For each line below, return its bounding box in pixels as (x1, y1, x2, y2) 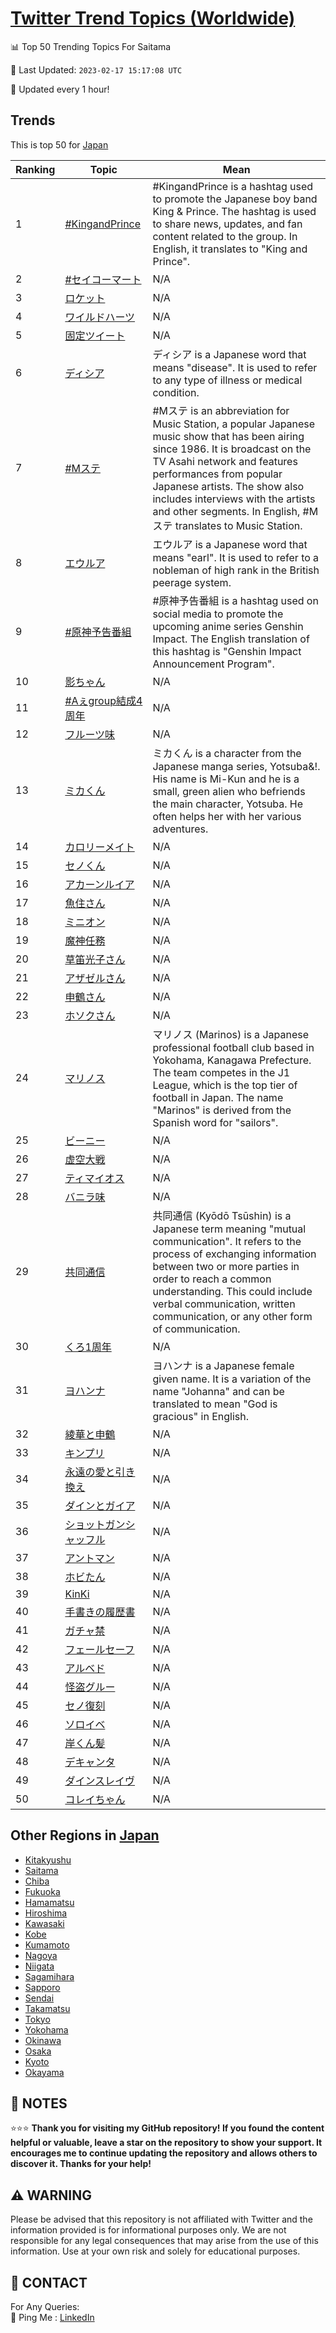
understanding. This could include (152, 1284, 313, 1298)
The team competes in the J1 (152, 1065, 291, 1079)
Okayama (24, 2066, 65, 2078)
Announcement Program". (152, 657, 275, 671)
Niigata (24, 1960, 55, 1972)
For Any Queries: (10, 2301, 80, 2312)
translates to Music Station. (174, 518, 303, 532)
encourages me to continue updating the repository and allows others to (10, 2147, 318, 2159)
